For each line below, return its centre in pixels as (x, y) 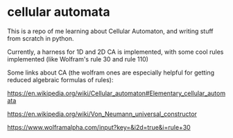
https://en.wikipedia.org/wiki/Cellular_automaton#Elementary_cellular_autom (116, 93)
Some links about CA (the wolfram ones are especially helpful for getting (111, 72)
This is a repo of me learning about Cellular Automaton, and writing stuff (110, 31)
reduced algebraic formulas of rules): (60, 79)
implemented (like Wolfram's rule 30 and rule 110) (78, 59)
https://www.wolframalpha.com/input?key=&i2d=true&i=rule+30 (99, 127)
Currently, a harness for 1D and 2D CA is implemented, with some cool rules (115, 52)
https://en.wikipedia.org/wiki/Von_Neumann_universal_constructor (102, 114)
